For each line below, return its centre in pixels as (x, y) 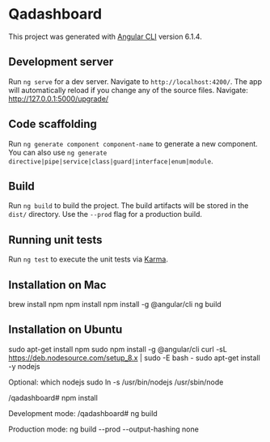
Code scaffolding (53, 124)
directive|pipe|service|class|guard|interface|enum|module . (111, 161)
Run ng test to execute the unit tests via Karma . (88, 259)
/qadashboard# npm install (53, 397)
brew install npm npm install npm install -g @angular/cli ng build (115, 304)
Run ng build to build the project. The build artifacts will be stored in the (129, 206)
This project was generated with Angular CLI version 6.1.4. (105, 36)
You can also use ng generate (58, 152)
